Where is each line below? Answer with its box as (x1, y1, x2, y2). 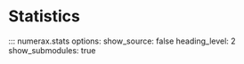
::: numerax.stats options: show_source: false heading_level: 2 (8, 36, 237, 46)
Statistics (8, 6, 81, 27)
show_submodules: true (8, 44, 96, 55)
